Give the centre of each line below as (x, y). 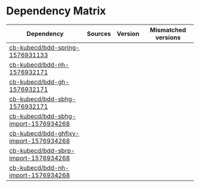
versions (168, 37)
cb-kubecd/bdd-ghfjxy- (44, 133)
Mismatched (168, 30)
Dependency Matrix (56, 11)
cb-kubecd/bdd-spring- (45, 47)
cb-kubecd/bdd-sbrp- (42, 151)
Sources (99, 33)
